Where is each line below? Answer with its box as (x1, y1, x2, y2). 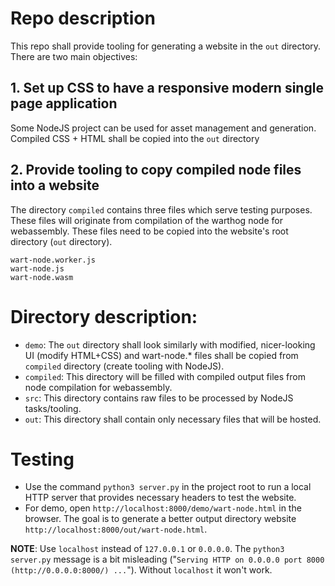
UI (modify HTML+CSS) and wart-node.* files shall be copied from (24, 349, 299, 361)
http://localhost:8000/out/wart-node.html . (24, 523, 208, 536)
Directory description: (10, 305, 198, 328)
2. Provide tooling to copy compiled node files (10, 162, 302, 179)
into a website (10, 177, 100, 194)
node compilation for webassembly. (24, 381, 173, 393)
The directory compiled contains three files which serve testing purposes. (10, 203, 313, 216)
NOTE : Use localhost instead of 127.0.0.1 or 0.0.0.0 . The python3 (10, 543, 285, 555)
